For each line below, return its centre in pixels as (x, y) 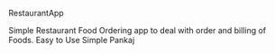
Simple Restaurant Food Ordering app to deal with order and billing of (137, 30)
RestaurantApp (36, 13)
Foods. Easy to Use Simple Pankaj (72, 40)
